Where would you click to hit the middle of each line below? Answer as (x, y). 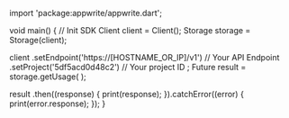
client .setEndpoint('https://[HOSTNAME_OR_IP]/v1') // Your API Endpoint (144, 57)
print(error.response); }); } (58, 104)
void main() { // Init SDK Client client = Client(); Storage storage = (130, 30)
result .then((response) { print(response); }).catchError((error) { (127, 94)
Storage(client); (38, 40)
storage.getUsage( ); (48, 77)
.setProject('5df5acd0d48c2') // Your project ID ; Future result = (128, 67)
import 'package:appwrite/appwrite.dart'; (86, 13)
